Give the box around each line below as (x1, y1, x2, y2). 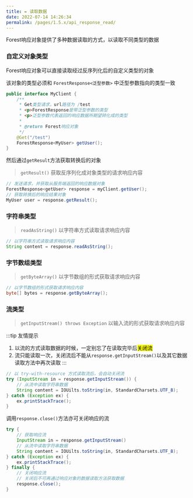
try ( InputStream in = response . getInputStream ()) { (6, 376, 137, 383)
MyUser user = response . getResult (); (6, 197, 98, 203)
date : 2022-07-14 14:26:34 (6, 14, 72, 20)
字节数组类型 (6, 258, 43, 267)
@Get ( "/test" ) (16, 134, 51, 141)
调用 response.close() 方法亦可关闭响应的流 (6, 415, 110, 422)
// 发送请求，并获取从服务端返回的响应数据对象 (6, 181, 106, 187)
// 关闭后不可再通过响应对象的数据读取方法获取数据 (16, 476, 124, 482)
